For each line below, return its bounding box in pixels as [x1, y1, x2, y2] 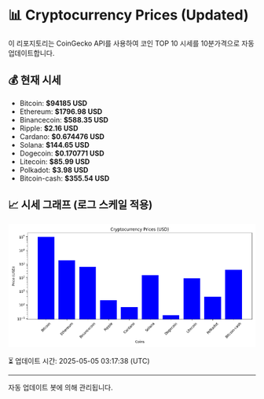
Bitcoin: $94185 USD [19, 98, 88, 108]
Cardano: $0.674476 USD [19, 131, 104, 141]
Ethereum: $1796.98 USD [19, 107, 103, 116]
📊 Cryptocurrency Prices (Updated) [8, 6, 249, 24]
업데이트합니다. [8, 48, 55, 57]
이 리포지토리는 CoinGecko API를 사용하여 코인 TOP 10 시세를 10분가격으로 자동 [8, 38, 255, 48]
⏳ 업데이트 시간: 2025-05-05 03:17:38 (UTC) [8, 356, 151, 365]
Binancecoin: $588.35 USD [19, 115, 108, 124]
